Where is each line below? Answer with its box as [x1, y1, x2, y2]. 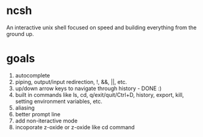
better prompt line [15, 110, 61, 118]
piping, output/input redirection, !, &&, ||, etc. [15, 78, 127, 85]
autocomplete [15, 71, 51, 79]
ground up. [6, 30, 34, 37]
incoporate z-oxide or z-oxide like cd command [15, 123, 135, 131]
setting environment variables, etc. [15, 97, 102, 105]
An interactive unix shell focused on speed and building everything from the [6, 24, 197, 31]
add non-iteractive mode [15, 117, 78, 124]
